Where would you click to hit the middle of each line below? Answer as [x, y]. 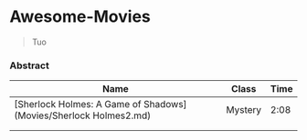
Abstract [30, 65]
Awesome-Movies [80, 17]
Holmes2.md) [122, 115]
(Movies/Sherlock [53, 115]
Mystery [244, 110]
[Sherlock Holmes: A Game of [78, 105]
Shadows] [165, 105]
